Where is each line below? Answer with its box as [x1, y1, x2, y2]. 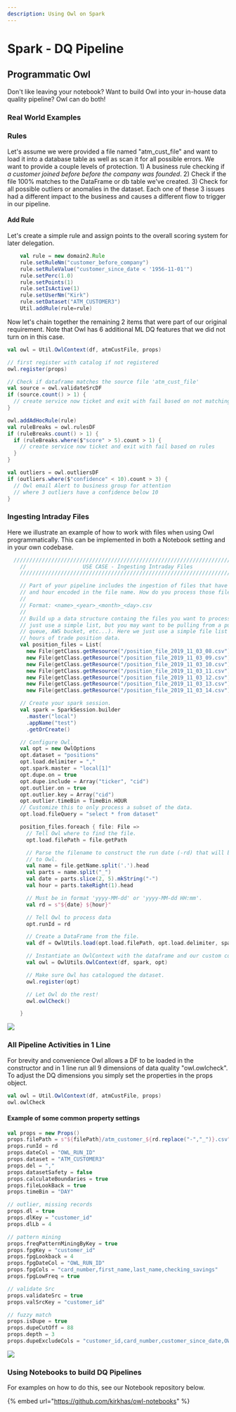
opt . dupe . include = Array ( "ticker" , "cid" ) [20, 777, 150, 785]
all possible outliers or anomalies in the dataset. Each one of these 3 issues [7, 185, 225, 193]
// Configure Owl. [20, 739, 74, 746]
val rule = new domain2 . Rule [20, 253, 105, 260]
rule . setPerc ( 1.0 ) [20, 272, 74, 279]
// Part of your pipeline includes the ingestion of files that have [20, 582, 228, 589]
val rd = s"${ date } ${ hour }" [25, 901, 112, 908]
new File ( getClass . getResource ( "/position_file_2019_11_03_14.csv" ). [25, 687, 234, 694]
